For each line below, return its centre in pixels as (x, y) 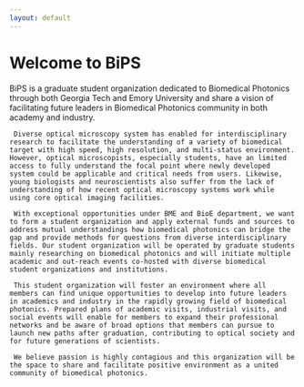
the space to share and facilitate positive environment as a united (144, 365)
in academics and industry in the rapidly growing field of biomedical (148, 301)
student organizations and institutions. (89, 270)
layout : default (40, 18)
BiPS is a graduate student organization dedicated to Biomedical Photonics (150, 88)
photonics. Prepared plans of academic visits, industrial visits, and (148, 309)
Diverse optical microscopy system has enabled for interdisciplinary (150, 134)
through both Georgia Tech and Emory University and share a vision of (142, 97)
